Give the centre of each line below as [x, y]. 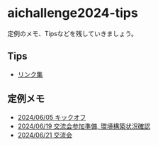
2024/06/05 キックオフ [52, 117]
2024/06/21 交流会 [45, 135]
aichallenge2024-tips [73, 13]
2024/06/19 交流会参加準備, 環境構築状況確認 [84, 126]
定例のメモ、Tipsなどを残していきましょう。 [73, 33]
